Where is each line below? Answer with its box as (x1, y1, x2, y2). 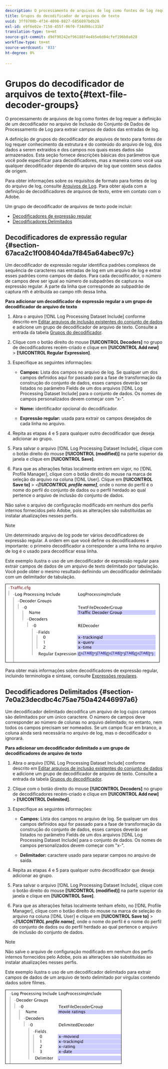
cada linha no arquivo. (19, 421, 66, 427)
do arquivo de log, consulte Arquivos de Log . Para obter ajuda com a (5, 183, 147, 189)
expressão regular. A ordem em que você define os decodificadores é (5, 538, 149, 544)
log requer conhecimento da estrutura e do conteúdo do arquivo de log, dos (5, 141, 162, 147)
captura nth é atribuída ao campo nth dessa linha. (5, 289, 107, 295)
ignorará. (5, 735, 24, 742)
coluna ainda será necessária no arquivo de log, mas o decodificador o (5, 730, 151, 736)
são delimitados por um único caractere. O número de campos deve (5, 714, 145, 720)
